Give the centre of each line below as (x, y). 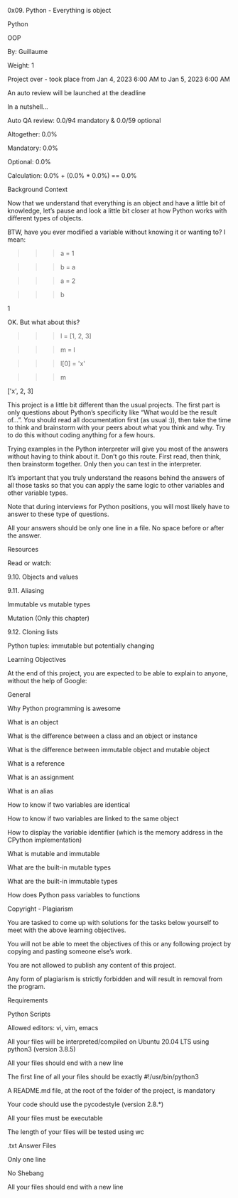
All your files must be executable (55, 1118)
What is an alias (31, 791)
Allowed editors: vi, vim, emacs (53, 1028)
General (19, 695)
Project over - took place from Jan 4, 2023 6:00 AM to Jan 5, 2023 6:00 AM (119, 79)
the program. (26, 986)
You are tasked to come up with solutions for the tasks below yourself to (113, 922)
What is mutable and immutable (54, 854)
